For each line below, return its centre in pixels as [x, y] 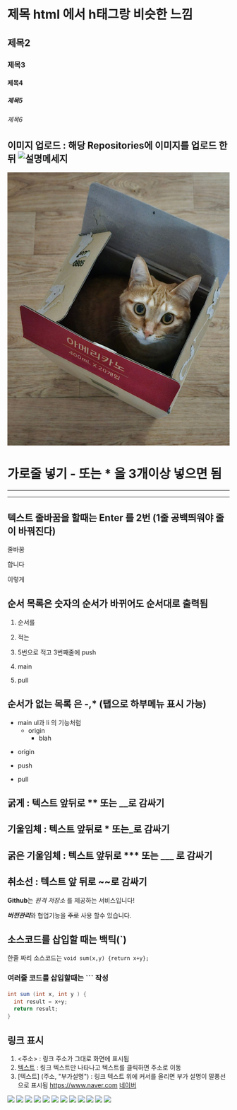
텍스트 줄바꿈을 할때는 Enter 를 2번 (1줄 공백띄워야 [110, 518]
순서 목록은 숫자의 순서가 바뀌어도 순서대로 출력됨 [108, 604]
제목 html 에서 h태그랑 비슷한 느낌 [100, 15]
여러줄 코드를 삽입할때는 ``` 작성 [58, 978]
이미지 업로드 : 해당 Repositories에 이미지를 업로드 [112, 145]
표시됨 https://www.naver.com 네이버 [84, 1085]
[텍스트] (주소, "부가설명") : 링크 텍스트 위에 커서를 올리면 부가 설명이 [112, 1076]
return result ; [36, 1009]
